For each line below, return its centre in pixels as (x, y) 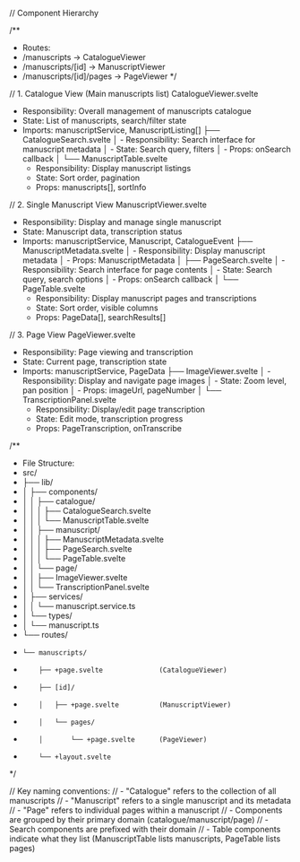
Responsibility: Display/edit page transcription (120, 409)
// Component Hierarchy (54, 13)
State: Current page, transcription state (94, 361)
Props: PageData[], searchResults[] (101, 317)
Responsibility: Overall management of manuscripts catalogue (137, 111)
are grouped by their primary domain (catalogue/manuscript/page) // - (139, 819)
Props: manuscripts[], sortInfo (91, 187)
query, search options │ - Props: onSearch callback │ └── (130, 279)
